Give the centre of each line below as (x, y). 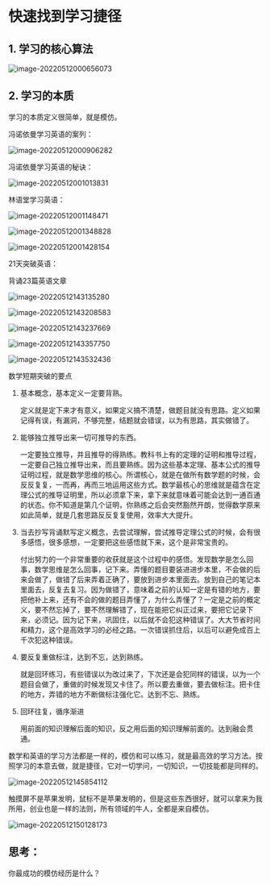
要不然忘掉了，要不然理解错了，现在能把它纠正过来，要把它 (133, 609)
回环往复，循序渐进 (52, 711)
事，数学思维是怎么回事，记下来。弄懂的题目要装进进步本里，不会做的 (137, 569)
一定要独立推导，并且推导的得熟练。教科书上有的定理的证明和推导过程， (140, 454)
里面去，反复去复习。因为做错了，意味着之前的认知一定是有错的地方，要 (140, 589)
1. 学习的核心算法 (51, 49)
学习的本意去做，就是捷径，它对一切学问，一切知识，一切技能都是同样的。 (139, 766)
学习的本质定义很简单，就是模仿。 (65, 117)
